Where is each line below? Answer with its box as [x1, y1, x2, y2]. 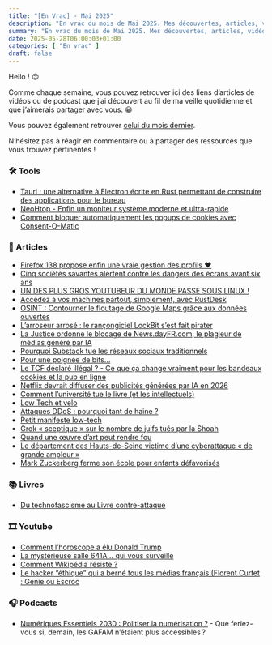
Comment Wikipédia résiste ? [19, 560, 118, 570]
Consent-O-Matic [19, 221, 79, 231]
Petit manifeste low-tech [19, 415, 103, 425]
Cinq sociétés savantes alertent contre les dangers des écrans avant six [19, 268, 261, 278]
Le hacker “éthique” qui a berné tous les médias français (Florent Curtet [19, 568, 261, 578]
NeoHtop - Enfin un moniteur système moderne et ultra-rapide [19, 204, 229, 214]
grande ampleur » [19, 449, 80, 459]
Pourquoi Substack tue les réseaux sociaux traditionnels [19, 346, 208, 356]
